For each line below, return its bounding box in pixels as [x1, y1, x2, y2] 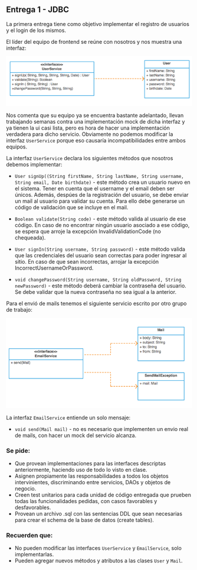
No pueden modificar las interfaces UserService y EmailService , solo [14, 545, 182, 552]
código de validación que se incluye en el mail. [14, 203, 129, 210]
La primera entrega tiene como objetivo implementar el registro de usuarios [6, 20, 190, 27]
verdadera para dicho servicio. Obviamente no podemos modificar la [6, 130, 173, 138]
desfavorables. [14, 504, 51, 511]
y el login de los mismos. [6, 27, 67, 34]
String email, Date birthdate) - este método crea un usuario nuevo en [14, 179, 191, 186]
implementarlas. [14, 551, 54, 558]
